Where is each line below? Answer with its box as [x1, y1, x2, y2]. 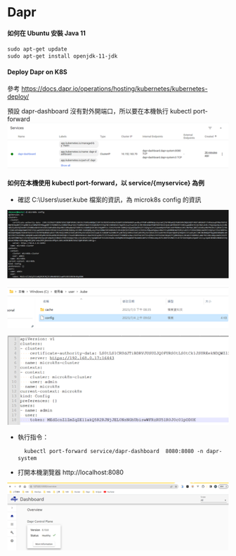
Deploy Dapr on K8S [7, 68, 68, 76]
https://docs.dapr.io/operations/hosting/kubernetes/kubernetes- [20, 84, 209, 92]
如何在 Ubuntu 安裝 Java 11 [7, 29, 86, 37]
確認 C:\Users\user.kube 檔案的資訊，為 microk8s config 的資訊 [17, 195, 202, 204]
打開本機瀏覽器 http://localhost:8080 [17, 468, 124, 476]
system [17, 455, 37, 462]
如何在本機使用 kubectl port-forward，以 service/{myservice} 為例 [7, 178, 205, 187]
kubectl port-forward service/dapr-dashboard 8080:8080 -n [24, 448, 204, 455]
